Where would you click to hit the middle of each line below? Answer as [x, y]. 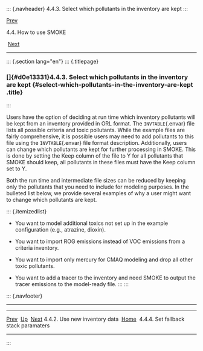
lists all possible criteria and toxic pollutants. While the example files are [96, 130]
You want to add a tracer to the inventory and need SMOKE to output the [105, 278]
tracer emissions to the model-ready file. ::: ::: [72, 284]
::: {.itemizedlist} [27, 212]
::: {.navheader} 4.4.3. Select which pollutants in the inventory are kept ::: [97, 9]
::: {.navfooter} [24, 296]
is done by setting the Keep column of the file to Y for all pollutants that [95, 156]
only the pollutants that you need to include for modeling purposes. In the [98, 187]
